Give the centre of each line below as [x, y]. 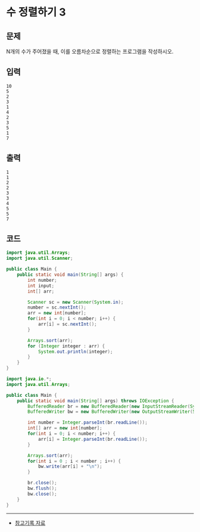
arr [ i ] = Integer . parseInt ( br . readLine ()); [93, 439]
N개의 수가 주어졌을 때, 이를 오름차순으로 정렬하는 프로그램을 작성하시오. [90, 52]
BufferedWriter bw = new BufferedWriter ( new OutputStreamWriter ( [110, 412]
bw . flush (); [43, 489]
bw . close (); [43, 494]
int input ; [41, 286]
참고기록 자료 [30, 522]
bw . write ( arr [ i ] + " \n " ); [70, 466]
